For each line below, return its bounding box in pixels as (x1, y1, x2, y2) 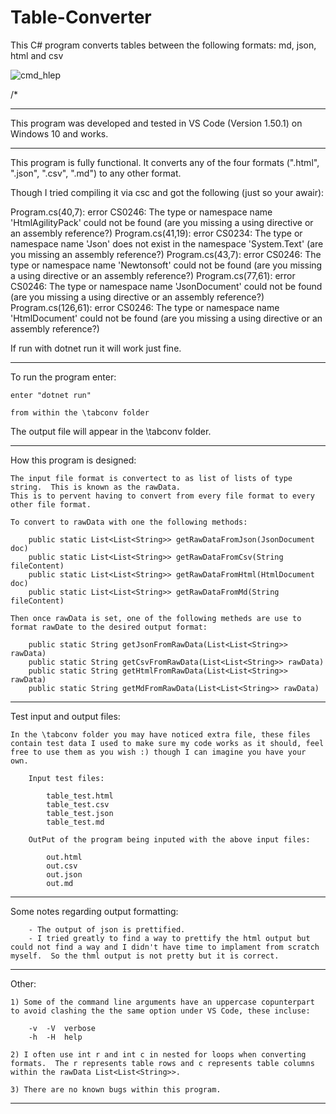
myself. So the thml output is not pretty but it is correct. (10, 951, 280, 961)
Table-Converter (10, 6, 152, 29)
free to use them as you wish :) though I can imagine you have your (10, 747, 307, 757)
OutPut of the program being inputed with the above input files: (28, 834, 311, 845)
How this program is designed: (10, 454, 137, 466)
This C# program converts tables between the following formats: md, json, (10, 39, 317, 51)
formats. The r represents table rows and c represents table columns (10, 1058, 315, 1068)
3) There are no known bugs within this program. (10, 1084, 222, 1095)
